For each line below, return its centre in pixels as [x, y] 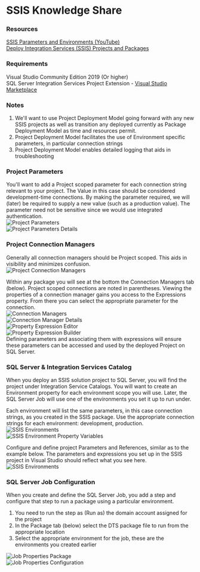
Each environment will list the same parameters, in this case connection [94, 410]
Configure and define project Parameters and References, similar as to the [98, 447]
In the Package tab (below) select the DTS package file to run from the [102, 525]
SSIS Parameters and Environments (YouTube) [63, 42]
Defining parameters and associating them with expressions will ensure [94, 339]
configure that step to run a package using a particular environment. [90, 502]
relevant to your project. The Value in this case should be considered [91, 191]
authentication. [25, 216]
